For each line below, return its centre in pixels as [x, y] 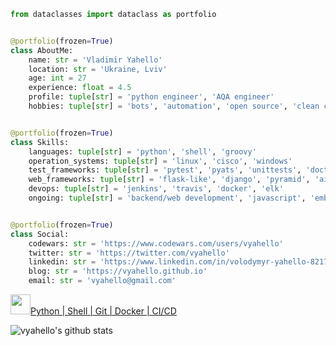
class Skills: [40, 142]
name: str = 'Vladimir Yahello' [95, 60]
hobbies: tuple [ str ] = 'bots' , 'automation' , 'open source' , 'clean [174, 106]
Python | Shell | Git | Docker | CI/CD [103, 311]
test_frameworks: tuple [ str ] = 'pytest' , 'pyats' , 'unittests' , [165, 170]
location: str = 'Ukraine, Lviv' [98, 69]
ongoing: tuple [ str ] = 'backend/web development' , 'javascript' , [167, 198]
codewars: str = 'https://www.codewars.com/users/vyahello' [156, 243]
